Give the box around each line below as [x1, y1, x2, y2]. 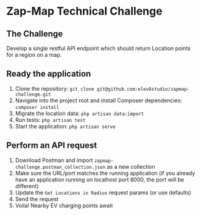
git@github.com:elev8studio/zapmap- [96, 86, 190, 92]
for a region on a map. [6, 51, 62, 58]
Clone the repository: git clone [15, 85, 94, 92]
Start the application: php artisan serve [15, 122, 116, 130]
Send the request [15, 195, 59, 202]
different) [15, 182, 39, 189]
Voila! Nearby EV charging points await [15, 202, 113, 209]
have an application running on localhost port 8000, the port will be [15, 175, 185, 183]
